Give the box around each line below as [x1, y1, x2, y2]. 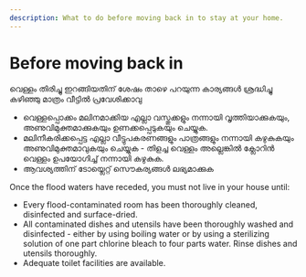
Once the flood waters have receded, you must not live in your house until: [9, 181, 290, 192]
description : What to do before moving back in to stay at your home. [9, 13, 284, 23]
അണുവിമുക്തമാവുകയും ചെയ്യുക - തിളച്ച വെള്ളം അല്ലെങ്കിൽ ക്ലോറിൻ [22, 143, 275, 154]
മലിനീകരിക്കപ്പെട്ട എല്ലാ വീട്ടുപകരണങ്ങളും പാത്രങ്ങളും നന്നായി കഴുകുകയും [22, 132, 294, 143]
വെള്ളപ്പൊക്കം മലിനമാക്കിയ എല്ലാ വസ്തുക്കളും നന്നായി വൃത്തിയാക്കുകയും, [22, 112, 290, 123]
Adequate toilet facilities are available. [22, 257, 166, 268]
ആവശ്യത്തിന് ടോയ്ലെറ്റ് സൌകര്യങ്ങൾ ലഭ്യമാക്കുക [22, 163, 215, 174]
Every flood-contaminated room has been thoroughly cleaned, [22, 198, 258, 210]
